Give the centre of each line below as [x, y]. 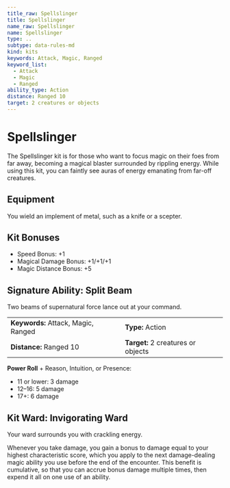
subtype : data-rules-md [41, 45]
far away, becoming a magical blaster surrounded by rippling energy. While [113, 163]
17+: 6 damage [38, 397]
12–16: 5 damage [40, 389]
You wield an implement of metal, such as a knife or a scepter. [95, 216]
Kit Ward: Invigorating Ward [67, 418]
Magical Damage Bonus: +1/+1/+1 [64, 261]
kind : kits [23, 52]
